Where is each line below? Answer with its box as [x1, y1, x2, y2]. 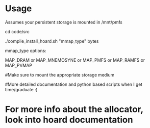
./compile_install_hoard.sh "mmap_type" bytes [5, 38, 99, 44]
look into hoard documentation [5, 114, 133, 126]
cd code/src [5, 28, 30, 34]
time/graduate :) [5, 86, 38, 92]
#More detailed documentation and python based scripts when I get [5, 81, 143, 87]
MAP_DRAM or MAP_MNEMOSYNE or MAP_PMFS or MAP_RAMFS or [5, 57, 145, 63]
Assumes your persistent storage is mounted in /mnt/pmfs [5, 19, 123, 25]
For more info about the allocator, [5, 104, 144, 115]
